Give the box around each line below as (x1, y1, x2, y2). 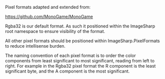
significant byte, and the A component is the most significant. (5, 68, 130, 74)
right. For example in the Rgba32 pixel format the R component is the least (5, 63, 156, 69)
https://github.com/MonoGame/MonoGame (5, 14, 93, 19)
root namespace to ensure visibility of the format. (5, 28, 105, 34)
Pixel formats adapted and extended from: (5, 4, 91, 10)
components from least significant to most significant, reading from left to (5, 58, 155, 63)
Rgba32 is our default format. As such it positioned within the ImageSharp (5, 23, 155, 29)
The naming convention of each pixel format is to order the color (5, 53, 136, 58)
